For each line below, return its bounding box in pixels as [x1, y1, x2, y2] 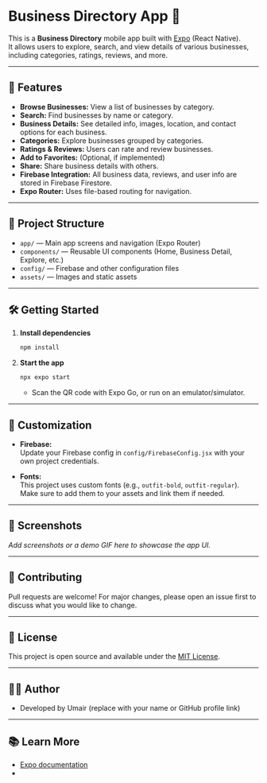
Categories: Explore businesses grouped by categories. [19, 135, 204, 145]
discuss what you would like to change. [8, 600, 137, 610]
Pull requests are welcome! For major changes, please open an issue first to [8, 591, 257, 601]
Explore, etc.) [19, 254, 64, 265]
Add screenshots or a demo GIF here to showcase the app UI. [8, 540, 211, 549]
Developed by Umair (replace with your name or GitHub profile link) [19, 704, 241, 713]
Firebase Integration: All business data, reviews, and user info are [19, 169, 237, 179]
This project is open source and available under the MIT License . [8, 652, 221, 661]
